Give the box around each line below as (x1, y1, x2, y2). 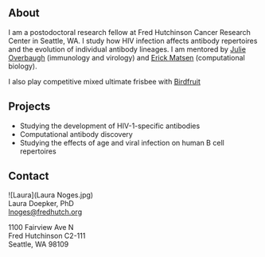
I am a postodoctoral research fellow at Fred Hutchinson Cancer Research (8, 27, 251, 37)
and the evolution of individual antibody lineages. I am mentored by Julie (8, 44, 247, 54)
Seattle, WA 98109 (8, 239, 69, 249)
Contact (8, 169, 49, 183)
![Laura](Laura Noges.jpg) (8, 190, 94, 200)
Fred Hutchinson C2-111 (8, 231, 86, 241)
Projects (8, 99, 51, 114)
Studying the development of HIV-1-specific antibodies (19, 121, 201, 130)
